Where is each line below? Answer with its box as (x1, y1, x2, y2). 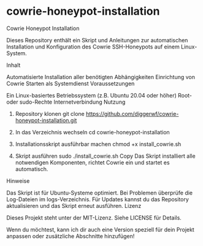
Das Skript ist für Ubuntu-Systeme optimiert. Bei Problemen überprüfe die (6, 189, 193, 196)
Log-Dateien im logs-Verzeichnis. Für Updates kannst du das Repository (6, 195, 189, 203)
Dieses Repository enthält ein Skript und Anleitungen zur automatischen (6, 36, 188, 44)
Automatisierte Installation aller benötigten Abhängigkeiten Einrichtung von (6, 73, 195, 80)
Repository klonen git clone (15, 110, 85, 117)
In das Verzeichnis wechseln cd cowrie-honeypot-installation (15, 128, 170, 136)
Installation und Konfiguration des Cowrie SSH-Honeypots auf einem (6, 43, 180, 50)
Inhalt (6, 61, 21, 69)
